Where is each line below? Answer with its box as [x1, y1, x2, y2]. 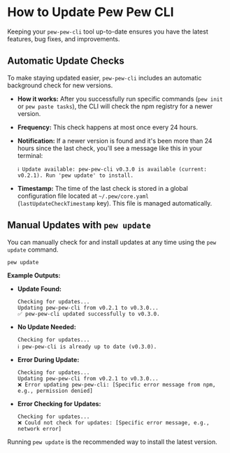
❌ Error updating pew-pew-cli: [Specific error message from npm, [17, 382, 216, 389]
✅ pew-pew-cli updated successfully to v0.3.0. [17, 310, 160, 318]
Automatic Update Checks [7, 55, 124, 67]
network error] [17, 426, 62, 433]
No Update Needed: [17, 323, 77, 331]
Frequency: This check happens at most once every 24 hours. [17, 123, 198, 131]
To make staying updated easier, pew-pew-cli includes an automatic [7, 73, 202, 82]
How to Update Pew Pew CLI [7, 4, 174, 20]
